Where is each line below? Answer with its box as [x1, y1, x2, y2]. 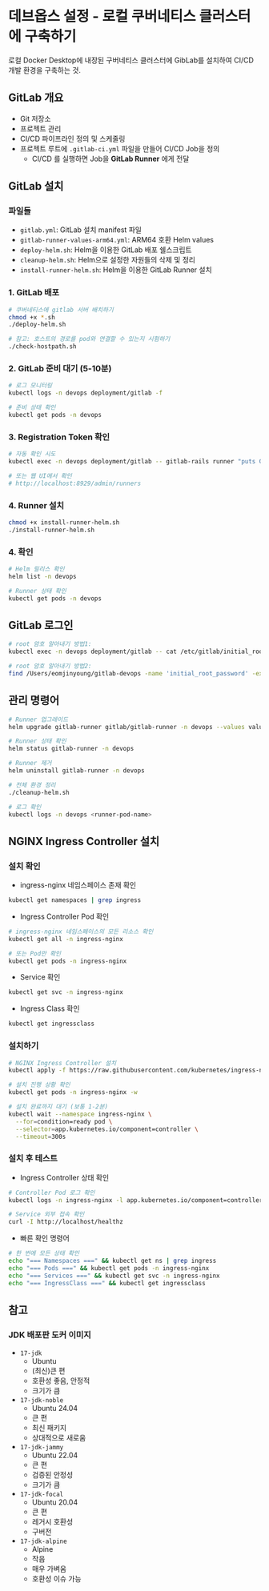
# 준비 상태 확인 [8, 403, 56, 412]
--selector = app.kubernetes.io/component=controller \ [15, 1125, 199, 1133]
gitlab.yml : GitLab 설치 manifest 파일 [19, 225, 143, 234]
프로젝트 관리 [19, 123, 62, 133]
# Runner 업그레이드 [8, 715, 69, 723]
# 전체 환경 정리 [8, 781, 56, 789]
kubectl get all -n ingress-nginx [8, 935, 124, 943]
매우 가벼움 [31, 1564, 66, 1573]
